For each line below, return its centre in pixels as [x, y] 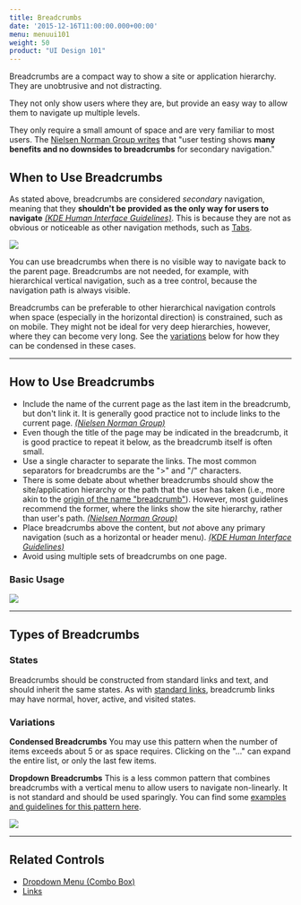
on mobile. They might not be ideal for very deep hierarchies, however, [140, 326]
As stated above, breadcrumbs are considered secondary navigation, [138, 199]
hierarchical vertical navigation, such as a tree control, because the [133, 280]
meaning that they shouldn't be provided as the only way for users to [139, 208]
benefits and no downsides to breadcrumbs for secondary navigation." [142, 150]
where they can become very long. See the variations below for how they [144, 336]
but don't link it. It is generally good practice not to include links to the [151, 413]
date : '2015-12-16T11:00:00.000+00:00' [84, 26]
